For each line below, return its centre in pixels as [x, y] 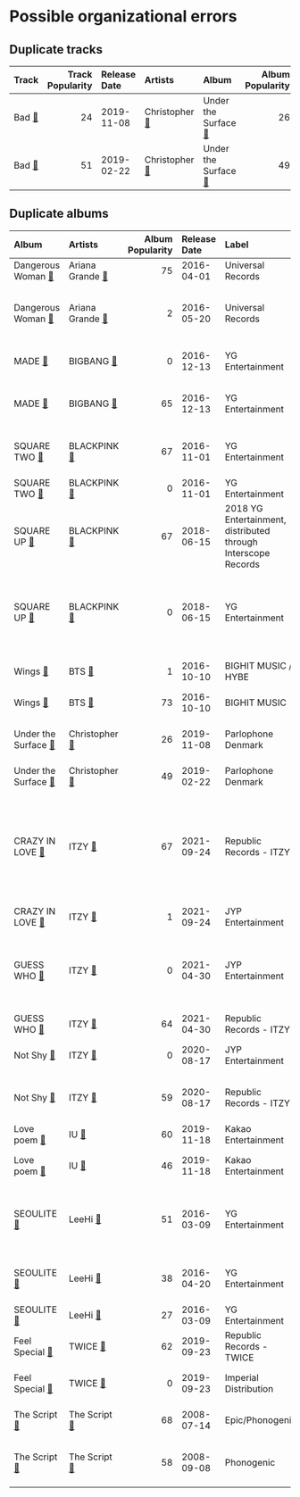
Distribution [249, 1388]
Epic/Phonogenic [261, 1419]
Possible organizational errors [123, 17]
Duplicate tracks [56, 50]
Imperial [242, 1377]
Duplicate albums [59, 214]
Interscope [247, 553]
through [242, 542]
